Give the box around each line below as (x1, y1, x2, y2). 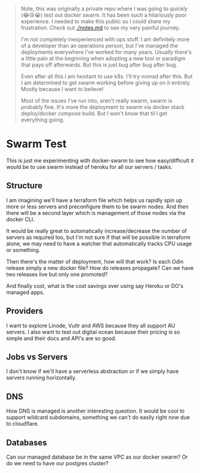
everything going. (20, 116, 64, 123)
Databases (6, 437, 48, 448)
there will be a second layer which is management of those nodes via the (6, 209, 186, 216)
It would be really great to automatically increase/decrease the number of (6, 227, 187, 234)
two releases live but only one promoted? (6, 271, 108, 278)
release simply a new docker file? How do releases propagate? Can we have (6, 264, 194, 271)
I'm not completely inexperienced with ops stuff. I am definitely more (20, 36, 190, 43)
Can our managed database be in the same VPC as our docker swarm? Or (6, 453, 188, 460)
